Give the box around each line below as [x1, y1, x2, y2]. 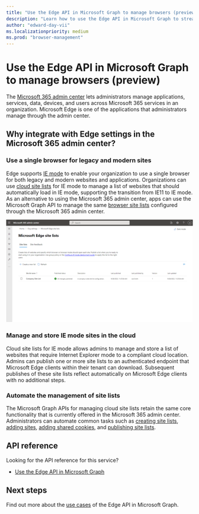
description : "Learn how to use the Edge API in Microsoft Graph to [6, 15, 179, 22]
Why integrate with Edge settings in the [6, 129, 155, 139]
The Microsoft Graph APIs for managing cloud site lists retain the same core [6, 404, 191, 412]
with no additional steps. [6, 376, 66, 383]
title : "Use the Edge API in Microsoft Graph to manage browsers [6, 9, 171, 15]
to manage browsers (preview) [6, 74, 161, 87]
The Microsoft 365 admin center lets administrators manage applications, [6, 93, 185, 100]
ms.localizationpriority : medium [6, 28, 89, 34]
